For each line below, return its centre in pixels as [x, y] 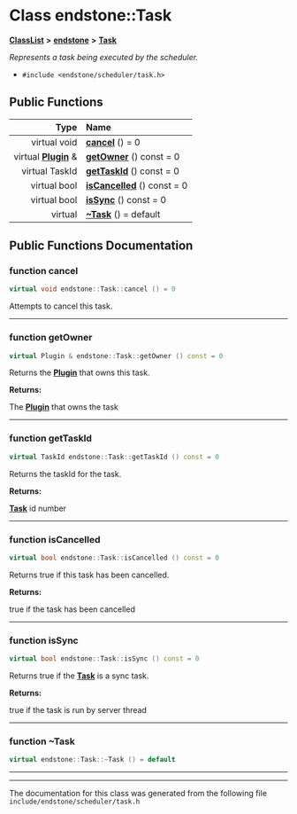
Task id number [38, 508]
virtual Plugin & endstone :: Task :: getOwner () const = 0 [116, 356]
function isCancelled [55, 539]
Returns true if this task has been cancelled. [89, 575]
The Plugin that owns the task [64, 407]
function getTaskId [51, 438]
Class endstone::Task [91, 16]
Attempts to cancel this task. [61, 306]
